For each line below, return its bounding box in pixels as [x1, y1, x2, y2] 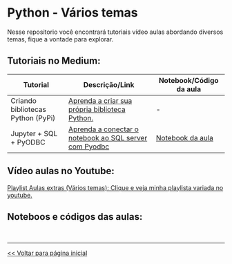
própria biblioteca [68, 104, 126, 114]
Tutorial [23, 79, 50, 89]
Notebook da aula [155, 133, 214, 142]
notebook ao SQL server [68, 133, 148, 142]
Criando [10, 95, 37, 105]
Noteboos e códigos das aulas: [7, 211, 143, 223]
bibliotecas [10, 104, 46, 114]
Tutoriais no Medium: [7, 55, 101, 67]
